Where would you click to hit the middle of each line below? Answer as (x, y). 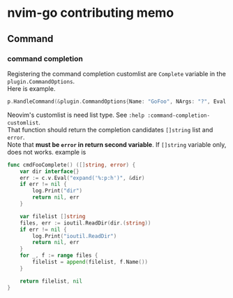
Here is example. (31, 88)
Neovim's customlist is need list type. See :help (76, 115)
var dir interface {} (50, 171)
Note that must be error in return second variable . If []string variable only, (117, 144)
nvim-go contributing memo (91, 13)
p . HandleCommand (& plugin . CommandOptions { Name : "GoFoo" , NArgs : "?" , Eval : (118, 101)
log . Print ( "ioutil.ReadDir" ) (75, 236)
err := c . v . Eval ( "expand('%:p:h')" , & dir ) (82, 178)
